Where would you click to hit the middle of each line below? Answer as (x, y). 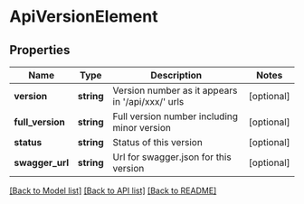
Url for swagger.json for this (172, 157)
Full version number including (175, 116)
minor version (142, 128)
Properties (40, 50)
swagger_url (42, 162)
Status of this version (158, 142)
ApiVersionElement (84, 17)
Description (176, 75)
